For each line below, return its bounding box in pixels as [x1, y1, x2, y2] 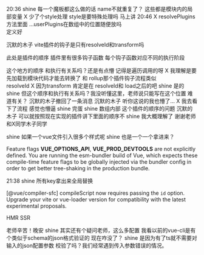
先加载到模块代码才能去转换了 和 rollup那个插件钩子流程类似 [6, 75, 157, 82]
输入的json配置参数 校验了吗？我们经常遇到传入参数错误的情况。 [6, 242, 168, 249]
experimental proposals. [6, 203, 67, 209]
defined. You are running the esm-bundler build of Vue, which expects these [6, 152, 198, 159]
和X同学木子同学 [6, 121, 47, 127]
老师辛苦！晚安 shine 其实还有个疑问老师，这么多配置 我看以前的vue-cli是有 [6, 227, 196, 234]
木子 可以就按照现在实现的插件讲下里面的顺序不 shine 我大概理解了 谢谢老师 [6, 113, 196, 120]
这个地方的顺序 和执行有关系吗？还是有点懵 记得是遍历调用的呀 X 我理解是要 [6, 67, 197, 74]
